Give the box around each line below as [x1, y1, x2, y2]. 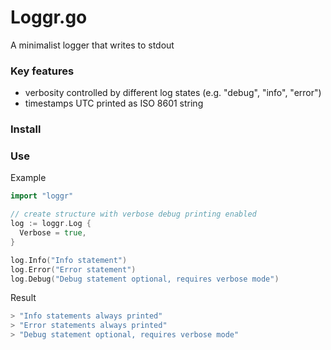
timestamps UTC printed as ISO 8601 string [24, 97, 204, 110]
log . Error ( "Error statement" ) [10, 264, 137, 275]
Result [10, 292, 37, 304]
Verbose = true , [19, 228, 87, 238]
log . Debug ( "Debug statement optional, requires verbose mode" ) [10, 274, 280, 284]
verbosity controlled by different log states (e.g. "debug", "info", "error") [24, 87, 322, 99]
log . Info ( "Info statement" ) [10, 255, 128, 265]
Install [10, 122, 42, 136]
